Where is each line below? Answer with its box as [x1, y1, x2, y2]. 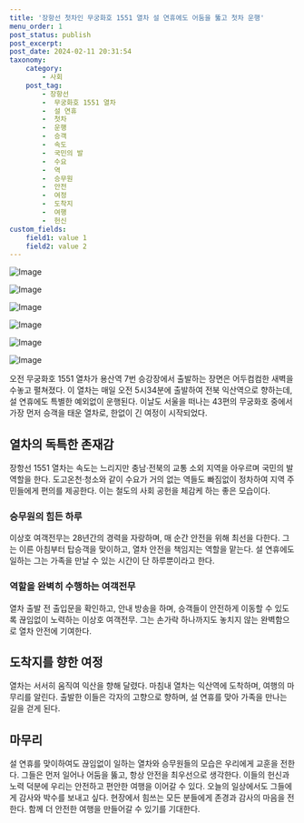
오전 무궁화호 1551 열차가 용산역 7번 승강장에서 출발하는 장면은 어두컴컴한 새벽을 [9, 374, 294, 385]
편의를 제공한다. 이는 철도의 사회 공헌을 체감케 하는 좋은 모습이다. [40, 486, 270, 497]
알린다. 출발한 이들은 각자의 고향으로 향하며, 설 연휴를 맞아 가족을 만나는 [33, 692, 288, 703]
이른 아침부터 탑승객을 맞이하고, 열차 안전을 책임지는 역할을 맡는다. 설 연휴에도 [18, 544, 295, 555]
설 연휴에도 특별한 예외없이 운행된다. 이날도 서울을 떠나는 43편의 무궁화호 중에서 [9, 396, 293, 407]
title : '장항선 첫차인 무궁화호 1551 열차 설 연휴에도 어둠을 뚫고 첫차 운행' [9, 13, 265, 23]
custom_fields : [9, 225, 67, 234]
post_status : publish [9, 30, 92, 39]
